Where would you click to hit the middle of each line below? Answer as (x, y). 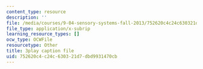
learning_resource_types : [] (43, 34)
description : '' (27, 17)
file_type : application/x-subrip (48, 28)
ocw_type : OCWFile (29, 40)
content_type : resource (36, 12)
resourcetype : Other (32, 46)
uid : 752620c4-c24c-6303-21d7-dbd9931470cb (62, 56)
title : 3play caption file (40, 51)
